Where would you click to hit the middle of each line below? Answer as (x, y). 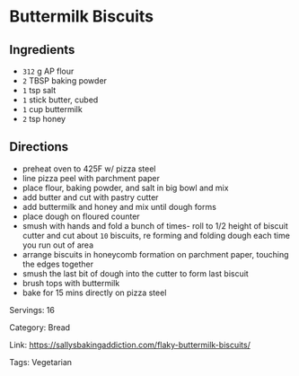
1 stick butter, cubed (60, 100)
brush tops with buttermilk (71, 283)
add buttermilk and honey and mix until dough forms (119, 206)
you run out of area (58, 245)
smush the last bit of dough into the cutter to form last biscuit (135, 273)
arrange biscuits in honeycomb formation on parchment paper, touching (155, 254)
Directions (39, 147)
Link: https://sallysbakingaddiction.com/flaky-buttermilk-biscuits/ (130, 345)
